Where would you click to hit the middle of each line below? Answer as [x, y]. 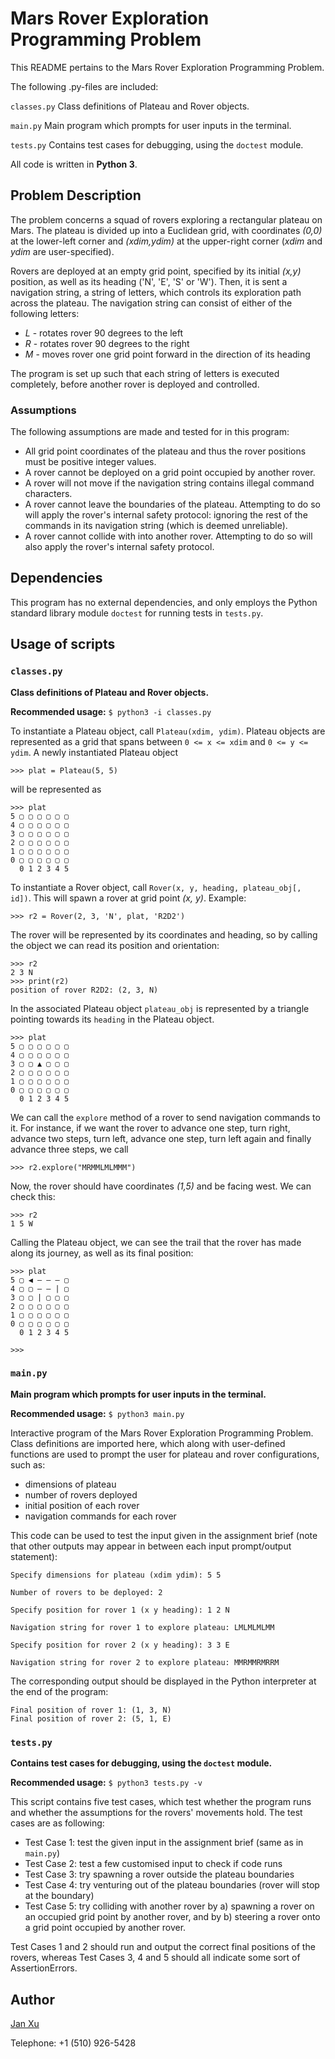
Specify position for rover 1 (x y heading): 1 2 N [120, 1610]
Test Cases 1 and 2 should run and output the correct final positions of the [163, 1947]
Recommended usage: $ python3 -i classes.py [111, 711]
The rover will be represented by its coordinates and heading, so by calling [164, 934]
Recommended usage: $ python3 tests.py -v [106, 1783]
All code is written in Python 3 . [74, 164]
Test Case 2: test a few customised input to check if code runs [153, 1864]
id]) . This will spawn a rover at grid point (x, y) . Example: [128, 898]
